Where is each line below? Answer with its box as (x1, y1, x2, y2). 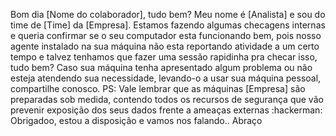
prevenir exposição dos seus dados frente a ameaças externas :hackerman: (10, 104, 323, 116)
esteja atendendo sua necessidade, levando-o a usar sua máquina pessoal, (10, 72, 322, 84)
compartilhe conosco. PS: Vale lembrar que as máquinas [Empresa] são (10, 83, 306, 94)
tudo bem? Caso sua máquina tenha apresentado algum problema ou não (10, 62, 313, 73)
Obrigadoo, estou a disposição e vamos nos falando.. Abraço (10, 115, 263, 126)
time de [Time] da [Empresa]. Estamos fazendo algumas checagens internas (10, 19, 326, 31)
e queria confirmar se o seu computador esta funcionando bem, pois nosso (10, 30, 322, 41)
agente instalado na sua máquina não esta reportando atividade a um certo (10, 40, 320, 52)
